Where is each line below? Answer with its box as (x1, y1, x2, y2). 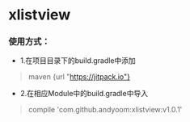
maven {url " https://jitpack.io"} (27, 72, 131, 82)
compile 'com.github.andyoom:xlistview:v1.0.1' (27, 105, 183, 115)
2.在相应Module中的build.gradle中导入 (19, 89, 148, 99)
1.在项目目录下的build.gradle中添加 (19, 56, 136, 65)
